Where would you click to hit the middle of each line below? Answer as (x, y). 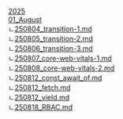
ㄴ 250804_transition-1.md (50, 29)
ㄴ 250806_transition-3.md (50, 49)
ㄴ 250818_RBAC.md (41, 107)
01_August (25, 20)
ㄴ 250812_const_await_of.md (55, 78)
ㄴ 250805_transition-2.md (50, 39)
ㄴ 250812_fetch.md (39, 88)
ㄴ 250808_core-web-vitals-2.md (61, 68)
